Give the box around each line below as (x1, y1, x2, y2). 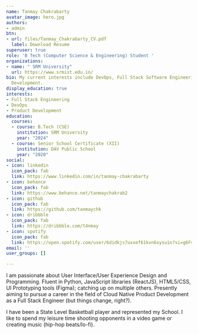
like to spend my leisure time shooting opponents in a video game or (6, 314, 172, 322)
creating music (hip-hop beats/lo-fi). (6, 321, 95, 328)
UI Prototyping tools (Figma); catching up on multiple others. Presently (6, 284, 177, 291)
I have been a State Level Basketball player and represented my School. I (6, 309, 183, 316)
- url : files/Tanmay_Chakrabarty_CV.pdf (6, 36, 107, 42)
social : (6, 157, 25, 163)
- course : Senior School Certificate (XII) (11, 140, 120, 147)
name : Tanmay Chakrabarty (6, 8, 70, 15)
